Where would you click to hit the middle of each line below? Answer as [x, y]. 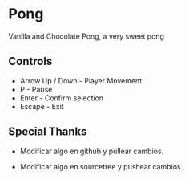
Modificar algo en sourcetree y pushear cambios [100, 166]
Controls [30, 61]
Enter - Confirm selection [62, 98]
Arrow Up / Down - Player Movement [81, 80]
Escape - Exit [42, 106]
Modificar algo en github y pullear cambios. [92, 151]
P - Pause [36, 89]
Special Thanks [48, 132]
